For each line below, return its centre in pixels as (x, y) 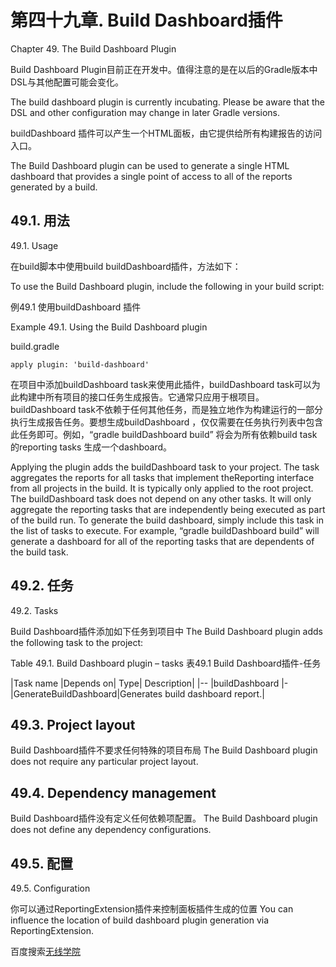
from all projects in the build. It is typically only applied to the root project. (162, 488)
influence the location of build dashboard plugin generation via (140, 920)
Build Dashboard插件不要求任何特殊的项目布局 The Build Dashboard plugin (164, 750)
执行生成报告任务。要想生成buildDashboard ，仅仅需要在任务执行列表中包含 (167, 422)
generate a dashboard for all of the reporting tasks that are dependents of (162, 541)
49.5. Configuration (50, 888)
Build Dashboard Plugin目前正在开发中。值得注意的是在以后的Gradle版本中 (164, 69)
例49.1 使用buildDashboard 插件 (76, 307)
